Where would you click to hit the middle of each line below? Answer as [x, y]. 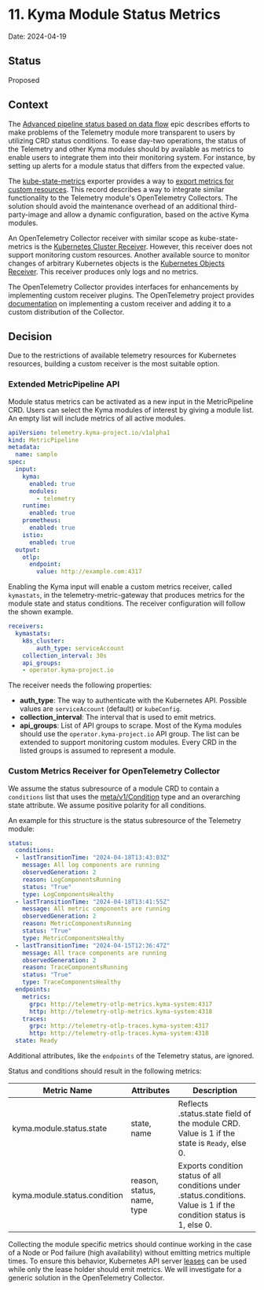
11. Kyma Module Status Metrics [115, 15]
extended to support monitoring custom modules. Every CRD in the [128, 743]
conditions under [209, 1185]
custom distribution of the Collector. [66, 312]
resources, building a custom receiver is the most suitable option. [114, 364]
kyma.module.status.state [60, 1129]
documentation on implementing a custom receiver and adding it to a [120, 303]
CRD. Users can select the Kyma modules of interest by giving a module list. [131, 410]
